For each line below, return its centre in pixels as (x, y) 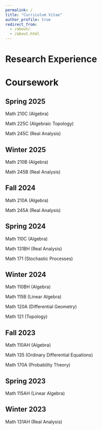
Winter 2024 (26, 275)
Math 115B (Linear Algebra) (33, 297)
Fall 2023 (20, 332)
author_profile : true (28, 19)
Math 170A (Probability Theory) (38, 365)
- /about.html (25, 34)
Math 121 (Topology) (26, 317)
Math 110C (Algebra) (27, 239)
